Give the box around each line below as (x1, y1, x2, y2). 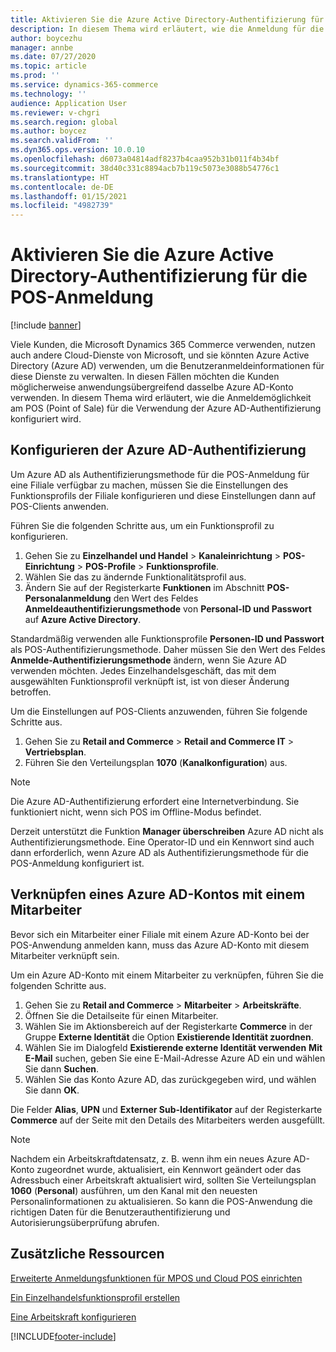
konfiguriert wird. (10, 413, 82, 425)
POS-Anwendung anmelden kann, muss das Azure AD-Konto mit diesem (10, 939, 310, 951)
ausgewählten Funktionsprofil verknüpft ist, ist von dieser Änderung (10, 675, 290, 687)
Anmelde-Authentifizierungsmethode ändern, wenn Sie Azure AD (10, 654, 287, 666)
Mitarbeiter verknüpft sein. (10, 949, 120, 961)
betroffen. (10, 686, 52, 698)
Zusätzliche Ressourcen (10, 1246, 165, 1263)
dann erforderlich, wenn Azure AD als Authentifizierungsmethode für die (10, 846, 309, 858)
